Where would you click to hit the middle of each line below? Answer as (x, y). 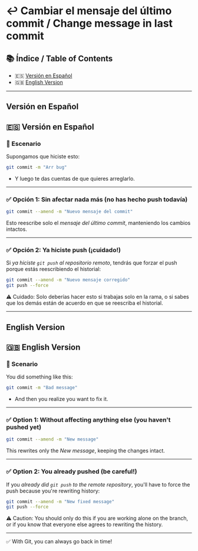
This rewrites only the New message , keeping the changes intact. (85, 451)
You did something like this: (39, 377)
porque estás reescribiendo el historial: (54, 269)
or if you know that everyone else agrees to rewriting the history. (85, 524)
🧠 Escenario (24, 144)
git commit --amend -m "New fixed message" (60, 501)
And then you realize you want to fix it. (61, 399)
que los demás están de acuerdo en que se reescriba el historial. (85, 303)
